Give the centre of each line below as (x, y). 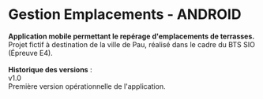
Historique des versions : (50, 69)
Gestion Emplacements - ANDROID (125, 15)
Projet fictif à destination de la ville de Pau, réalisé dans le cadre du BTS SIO (131, 44)
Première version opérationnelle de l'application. (87, 86)
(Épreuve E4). (30, 53)
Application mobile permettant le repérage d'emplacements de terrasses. (131, 36)
